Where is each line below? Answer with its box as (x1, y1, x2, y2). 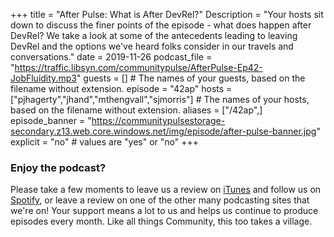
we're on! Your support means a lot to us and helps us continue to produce (10, 205, 319, 217)
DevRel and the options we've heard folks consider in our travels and (10, 40, 294, 52)
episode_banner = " (10, 115, 92, 126)
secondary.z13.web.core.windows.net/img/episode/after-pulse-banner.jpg (10, 125, 317, 137)
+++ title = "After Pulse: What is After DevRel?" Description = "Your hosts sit (10, 9, 324, 20)
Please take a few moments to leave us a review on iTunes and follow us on (10, 184, 322, 196)
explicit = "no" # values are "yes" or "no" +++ (10, 136, 199, 148)
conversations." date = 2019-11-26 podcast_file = (10, 51, 213, 63)
